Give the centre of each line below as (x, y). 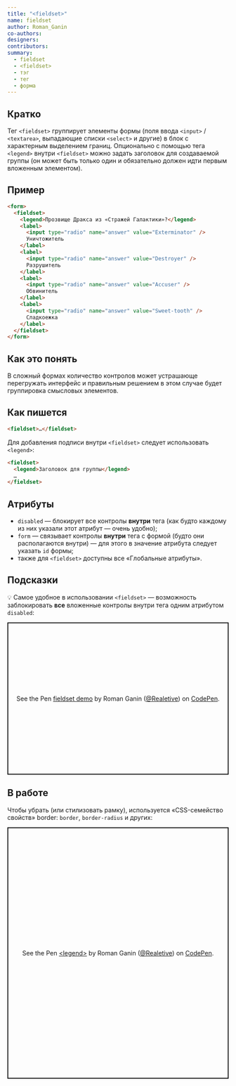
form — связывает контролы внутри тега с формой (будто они (111, 536)
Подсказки (33, 580)
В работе (28, 793)
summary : (20, 53)
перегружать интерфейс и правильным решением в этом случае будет (115, 383)
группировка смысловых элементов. (63, 391)
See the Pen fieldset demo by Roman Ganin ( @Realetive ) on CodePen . (118, 698)
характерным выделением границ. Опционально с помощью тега (106, 146)
